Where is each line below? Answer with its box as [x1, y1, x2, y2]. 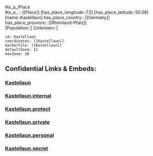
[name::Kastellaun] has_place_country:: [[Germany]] [5, 15, 110, 20]
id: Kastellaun [5, 34, 36, 39]
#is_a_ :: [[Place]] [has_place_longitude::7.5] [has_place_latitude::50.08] [5, 9, 149, 15]
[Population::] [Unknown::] [5, 25, 58, 31]
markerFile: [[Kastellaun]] [5, 43, 62, 48]
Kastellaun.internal [5, 92, 52, 99]
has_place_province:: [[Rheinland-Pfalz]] [5, 20, 87, 25]
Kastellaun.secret [5, 145, 48, 152]
